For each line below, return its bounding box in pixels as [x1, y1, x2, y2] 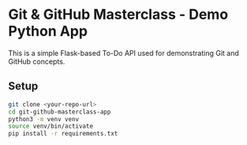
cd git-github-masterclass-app [8, 108, 111, 116]
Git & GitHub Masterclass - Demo [8, 6, 229, 24]
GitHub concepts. [8, 57, 65, 66]
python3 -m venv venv [8, 115, 80, 123]
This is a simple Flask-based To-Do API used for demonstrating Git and [8, 48, 239, 58]
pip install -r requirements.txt [8, 130, 118, 138]
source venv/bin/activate [8, 122, 93, 131]
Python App [8, 22, 88, 40]
